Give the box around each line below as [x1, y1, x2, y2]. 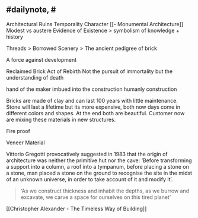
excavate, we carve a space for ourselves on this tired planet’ [20, 193, 171, 201]
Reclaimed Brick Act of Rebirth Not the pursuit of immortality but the [6, 68, 173, 75]
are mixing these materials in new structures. [6, 116, 116, 123]
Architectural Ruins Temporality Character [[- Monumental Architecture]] [6, 20, 184, 27]
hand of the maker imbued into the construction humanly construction [6, 86, 177, 93]
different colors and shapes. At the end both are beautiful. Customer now [6, 109, 185, 116]
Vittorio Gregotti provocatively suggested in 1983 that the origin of [6, 150, 168, 157]
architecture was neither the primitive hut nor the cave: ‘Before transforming [6, 157, 192, 164]
